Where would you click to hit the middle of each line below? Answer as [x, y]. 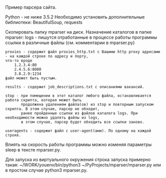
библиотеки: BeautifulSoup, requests [44, 22]
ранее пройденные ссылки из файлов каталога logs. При [79, 113]
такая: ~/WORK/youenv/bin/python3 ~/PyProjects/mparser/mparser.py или [83, 165]
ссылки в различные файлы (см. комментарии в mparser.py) [70, 43]
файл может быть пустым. [31, 78]
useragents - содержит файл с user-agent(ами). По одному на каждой [78, 131]
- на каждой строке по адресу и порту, [47, 56]
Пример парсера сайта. [31, 7]
